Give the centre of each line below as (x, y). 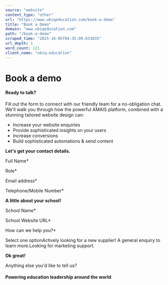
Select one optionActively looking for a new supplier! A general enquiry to (83, 240)
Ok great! (15, 255)
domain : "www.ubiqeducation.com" (41, 29)
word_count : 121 (22, 48)
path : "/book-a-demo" (28, 34)
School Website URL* (28, 220)
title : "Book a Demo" (28, 24)
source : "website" (25, 10)
